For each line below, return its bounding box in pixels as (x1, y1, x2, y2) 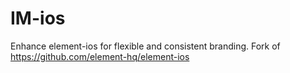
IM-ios (10, 7, 66, 30)
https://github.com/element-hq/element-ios (10, 50, 190, 62)
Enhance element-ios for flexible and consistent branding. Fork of (10, 40, 281, 52)
